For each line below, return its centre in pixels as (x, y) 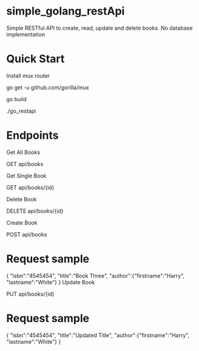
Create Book (22, 222)
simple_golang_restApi (66, 11)
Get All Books (23, 152)
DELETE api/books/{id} (35, 211)
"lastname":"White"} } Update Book (51, 282)
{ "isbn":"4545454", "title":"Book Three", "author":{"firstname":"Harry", (96, 276)
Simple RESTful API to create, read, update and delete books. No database (99, 28)
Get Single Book (26, 175)
